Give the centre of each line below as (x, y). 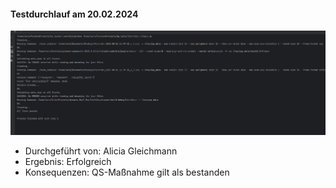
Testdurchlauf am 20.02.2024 (74, 14)
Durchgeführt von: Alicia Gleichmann (101, 151)
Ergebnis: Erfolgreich (68, 162)
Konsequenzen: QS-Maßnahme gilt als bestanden (127, 172)
